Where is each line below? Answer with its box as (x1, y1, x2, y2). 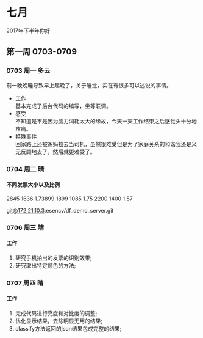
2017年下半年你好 (6, 27, 51, 34)
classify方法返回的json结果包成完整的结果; (15, 325, 122, 332)
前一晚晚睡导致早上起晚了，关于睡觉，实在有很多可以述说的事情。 (6, 81, 172, 89)
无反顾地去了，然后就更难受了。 (15, 148, 96, 155)
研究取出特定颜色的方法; (15, 262, 76, 269)
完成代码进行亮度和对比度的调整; (15, 310, 98, 317)
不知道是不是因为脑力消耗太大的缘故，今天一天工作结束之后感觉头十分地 (15, 117, 197, 125)
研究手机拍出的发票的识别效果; (15, 254, 93, 262)
